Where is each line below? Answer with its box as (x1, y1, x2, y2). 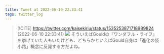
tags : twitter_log (5, 12, 43, 17)
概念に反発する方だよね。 (30, 43, 82, 49)
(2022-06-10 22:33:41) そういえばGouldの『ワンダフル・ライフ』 (17, 31, 157, 37)
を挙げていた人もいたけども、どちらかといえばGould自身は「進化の (17, 37, 155, 43)
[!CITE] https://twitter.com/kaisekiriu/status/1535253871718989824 (17, 25, 154, 31)
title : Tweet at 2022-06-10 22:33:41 (5, 7, 83, 12)
